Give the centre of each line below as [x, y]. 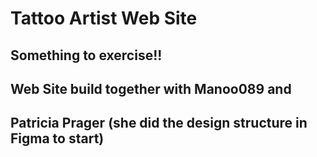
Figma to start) [57, 138]
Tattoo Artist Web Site [104, 18]
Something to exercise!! [86, 55]
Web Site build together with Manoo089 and [151, 88]
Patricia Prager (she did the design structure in [159, 123]
